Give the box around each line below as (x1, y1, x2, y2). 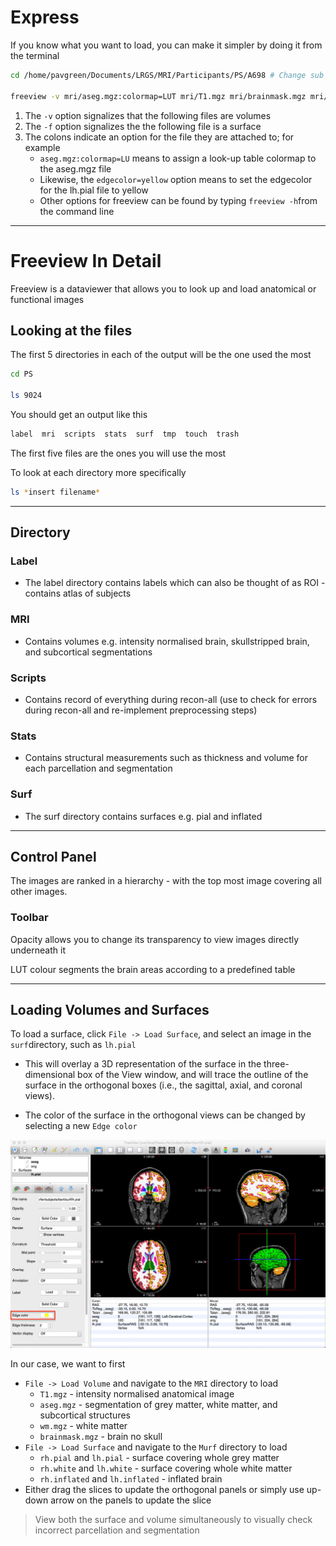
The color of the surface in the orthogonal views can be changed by (24, 1109, 306, 1121)
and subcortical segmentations (24, 646, 153, 658)
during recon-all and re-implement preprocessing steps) (24, 704, 258, 716)
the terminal (10, 49, 60, 61)
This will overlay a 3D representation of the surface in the (24, 1058, 262, 1070)
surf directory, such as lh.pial (10, 1039, 137, 1051)
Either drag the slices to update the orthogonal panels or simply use (24, 1484, 305, 1496)
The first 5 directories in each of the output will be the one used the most (10, 349, 312, 361)
